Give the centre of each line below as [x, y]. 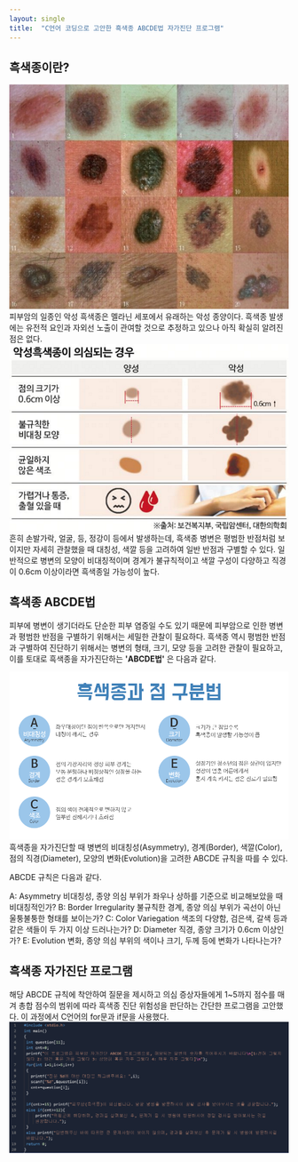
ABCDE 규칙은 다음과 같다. [55, 877]
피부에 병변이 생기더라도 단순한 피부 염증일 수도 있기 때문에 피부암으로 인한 [138, 625]
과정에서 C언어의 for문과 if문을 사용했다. [99, 1016]
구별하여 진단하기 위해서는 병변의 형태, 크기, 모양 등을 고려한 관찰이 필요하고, [151, 647]
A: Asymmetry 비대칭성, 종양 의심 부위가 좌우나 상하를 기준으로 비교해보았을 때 [146, 896]
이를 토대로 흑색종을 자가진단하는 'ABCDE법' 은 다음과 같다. [113, 659]
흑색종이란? [39, 67]
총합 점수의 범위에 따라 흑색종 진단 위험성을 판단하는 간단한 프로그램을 [139, 1006]
